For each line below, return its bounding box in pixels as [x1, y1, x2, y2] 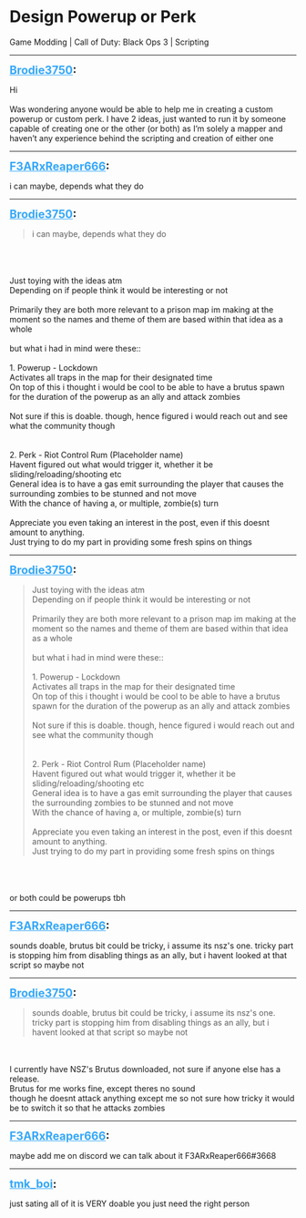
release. [9, 1073, 40, 1084]
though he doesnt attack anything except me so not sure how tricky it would [9, 1092, 295, 1103]
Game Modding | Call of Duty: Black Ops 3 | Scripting [9, 36, 209, 47]
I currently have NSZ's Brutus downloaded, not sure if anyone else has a [9, 1063, 280, 1074]
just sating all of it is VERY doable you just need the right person [9, 1198, 250, 1209]
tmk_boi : [9, 1176, 57, 1191]
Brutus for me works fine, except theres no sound [9, 1082, 196, 1094]
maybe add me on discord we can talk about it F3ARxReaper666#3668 [9, 1150, 277, 1161]
